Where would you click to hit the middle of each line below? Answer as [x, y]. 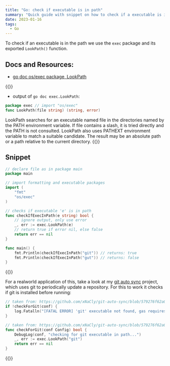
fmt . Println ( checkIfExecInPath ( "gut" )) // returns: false [77, 258]
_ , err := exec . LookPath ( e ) [44, 225]
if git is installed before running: [38, 293]
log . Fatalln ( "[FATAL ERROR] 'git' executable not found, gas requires [90, 311]
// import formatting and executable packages [55, 183]
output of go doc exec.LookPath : [46, 96]
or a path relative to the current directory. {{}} [53, 141]
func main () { [20, 248]
